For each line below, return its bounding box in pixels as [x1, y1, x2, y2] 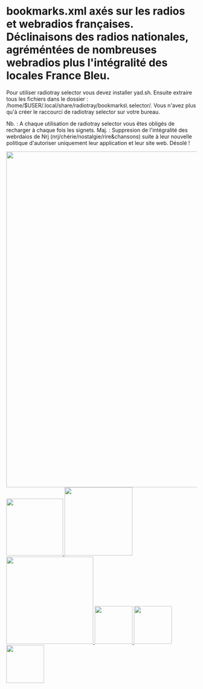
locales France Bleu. [6, 69, 111, 83]
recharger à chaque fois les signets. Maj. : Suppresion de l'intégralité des [6, 126, 188, 134]
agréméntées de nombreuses [6, 43, 157, 57]
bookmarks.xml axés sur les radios [6, 4, 185, 18]
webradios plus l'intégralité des [6, 56, 168, 70]
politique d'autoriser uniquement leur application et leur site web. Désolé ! [6, 139, 190, 146]
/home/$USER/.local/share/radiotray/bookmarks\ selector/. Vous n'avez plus [6, 101, 196, 109]
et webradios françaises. [6, 17, 134, 31]
